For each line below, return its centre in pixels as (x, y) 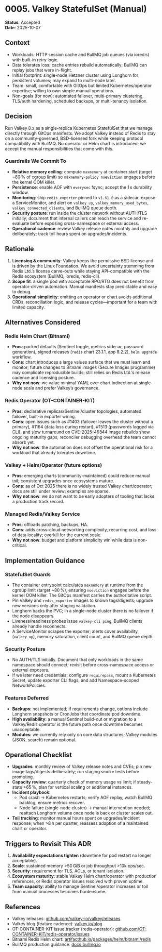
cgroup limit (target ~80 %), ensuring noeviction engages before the (80, 590)
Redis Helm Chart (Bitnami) (37, 336)
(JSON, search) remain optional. (44, 740)
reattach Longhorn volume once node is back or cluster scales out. (86, 813)
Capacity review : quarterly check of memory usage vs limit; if (74, 782)
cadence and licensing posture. (43, 378)
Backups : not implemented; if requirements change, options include (80, 709)
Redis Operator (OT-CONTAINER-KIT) (50, 401)
